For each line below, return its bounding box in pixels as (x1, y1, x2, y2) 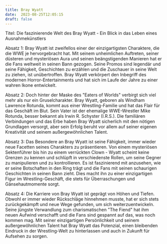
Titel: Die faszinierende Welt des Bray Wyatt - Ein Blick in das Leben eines (5, 30, 157, 36)
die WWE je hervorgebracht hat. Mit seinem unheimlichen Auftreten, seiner (5, 50, 159, 56)
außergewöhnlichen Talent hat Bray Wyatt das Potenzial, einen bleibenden (5, 223, 158, 229)
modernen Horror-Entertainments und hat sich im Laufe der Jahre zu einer (5, 77, 158, 83)
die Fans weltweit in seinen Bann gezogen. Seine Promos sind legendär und (5, 61, 161, 67)
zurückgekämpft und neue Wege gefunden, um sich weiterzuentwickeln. (5, 202, 155, 208)
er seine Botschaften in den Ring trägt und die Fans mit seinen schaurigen (5, 165, 157, 171)
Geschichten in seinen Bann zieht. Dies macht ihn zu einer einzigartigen (5, 171, 153, 177)
